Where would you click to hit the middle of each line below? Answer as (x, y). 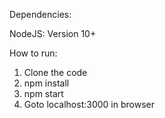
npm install (46, 83)
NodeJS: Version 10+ (53, 33)
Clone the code (55, 72)
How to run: (33, 53)
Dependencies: (40, 14)
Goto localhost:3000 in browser (89, 104)
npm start (43, 93)
